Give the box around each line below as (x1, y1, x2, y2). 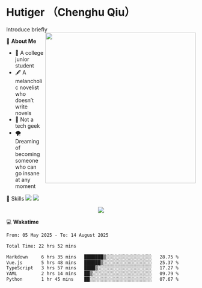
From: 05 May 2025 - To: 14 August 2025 (6, 232, 109, 238)
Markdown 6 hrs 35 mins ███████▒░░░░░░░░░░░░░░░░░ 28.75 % (6, 254, 179, 260)
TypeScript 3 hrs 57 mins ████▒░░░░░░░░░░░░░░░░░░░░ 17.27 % (6, 265, 179, 271)
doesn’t (14, 96, 34, 104)
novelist (19, 84, 39, 91)
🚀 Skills (6, 195, 25, 202)
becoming (14, 150, 40, 157)
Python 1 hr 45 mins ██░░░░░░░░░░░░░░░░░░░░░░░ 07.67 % (6, 277, 179, 283)
